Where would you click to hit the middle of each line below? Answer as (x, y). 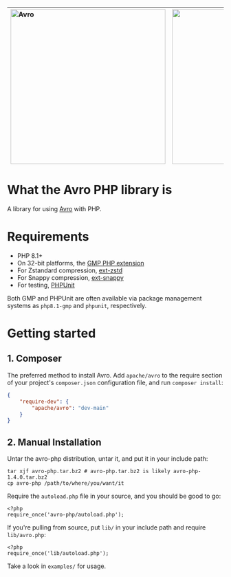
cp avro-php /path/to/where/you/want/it (66, 483)
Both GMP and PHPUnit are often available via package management (104, 298)
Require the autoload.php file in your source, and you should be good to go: (114, 496)
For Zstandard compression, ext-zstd (69, 270)
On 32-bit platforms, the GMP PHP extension (80, 263)
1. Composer (34, 359)
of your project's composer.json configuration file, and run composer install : (115, 382)
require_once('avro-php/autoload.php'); (66, 515)
